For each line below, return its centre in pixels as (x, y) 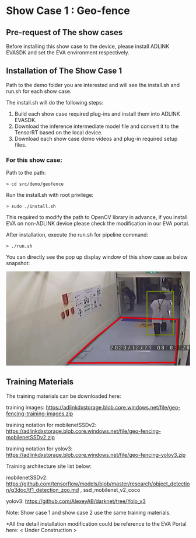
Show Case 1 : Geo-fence (68, 11)
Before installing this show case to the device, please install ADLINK (88, 46)
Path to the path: (26, 173)
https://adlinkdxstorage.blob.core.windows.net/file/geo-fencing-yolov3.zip (96, 454)
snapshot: (18, 263)
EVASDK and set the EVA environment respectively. (68, 53)
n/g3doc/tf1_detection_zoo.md (43, 490)
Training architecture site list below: (49, 466)
